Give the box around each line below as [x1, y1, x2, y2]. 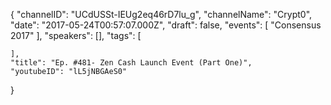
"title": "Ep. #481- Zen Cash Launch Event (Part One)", [10, 58, 253, 68]
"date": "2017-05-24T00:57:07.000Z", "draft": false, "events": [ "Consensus [10, 19, 322, 31]
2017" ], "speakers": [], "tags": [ [10, 30, 142, 41]
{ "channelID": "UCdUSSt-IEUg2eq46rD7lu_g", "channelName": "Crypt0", [10, 9, 313, 20]
